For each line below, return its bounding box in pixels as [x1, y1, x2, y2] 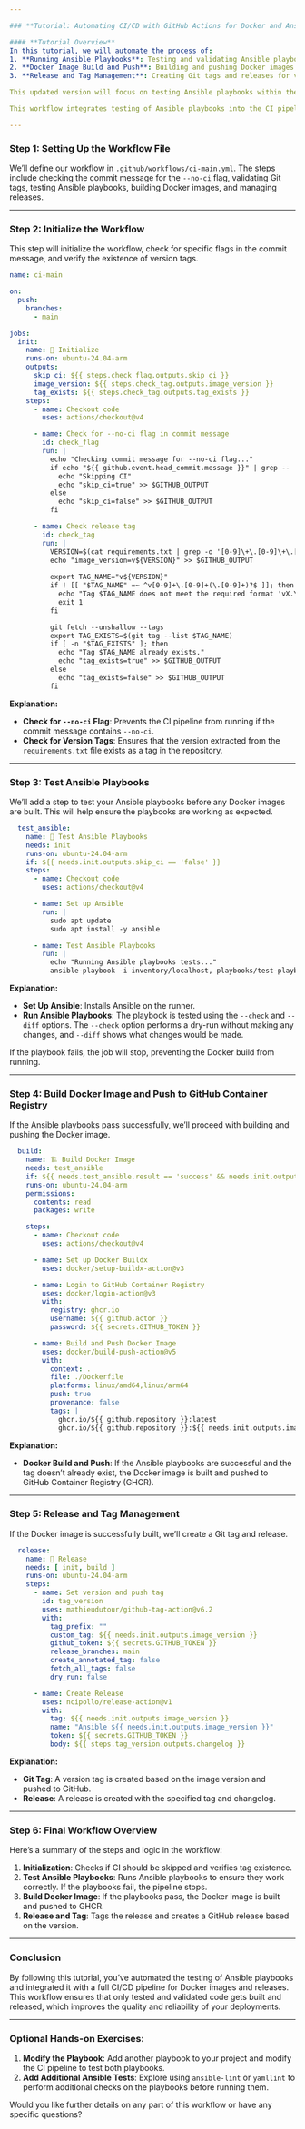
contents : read [33, 1198, 92, 1207]
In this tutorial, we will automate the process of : [9, 46, 213, 55]
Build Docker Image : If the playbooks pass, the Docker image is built [22, 1891, 280, 1902]
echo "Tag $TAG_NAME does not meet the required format [57, 589, 274, 599]
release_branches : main [49, 1647, 141, 1657]
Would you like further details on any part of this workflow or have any [9, 2099, 272, 2110]
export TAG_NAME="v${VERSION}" [49, 573, 169, 582]
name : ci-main [9, 271, 64, 280]
